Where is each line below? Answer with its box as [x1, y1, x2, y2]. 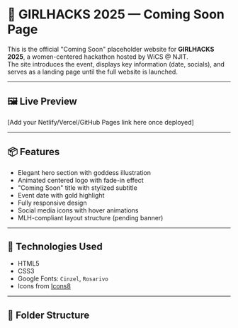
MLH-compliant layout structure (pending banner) [17, 213, 164, 222]
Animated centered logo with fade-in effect [17, 176, 144, 184]
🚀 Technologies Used [7, 240, 103, 252]
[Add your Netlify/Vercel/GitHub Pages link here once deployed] [7, 118, 195, 126]
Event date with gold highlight [17, 191, 105, 199]
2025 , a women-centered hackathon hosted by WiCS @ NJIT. [7, 52, 189, 61]
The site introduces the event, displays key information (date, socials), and [7, 60, 225, 68]
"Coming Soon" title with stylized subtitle [17, 183, 138, 192]
